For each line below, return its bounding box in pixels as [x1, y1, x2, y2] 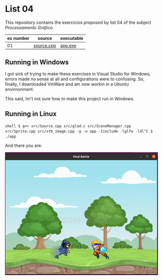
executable [60, 35, 83, 41]
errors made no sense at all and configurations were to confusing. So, [5, 76, 145, 82]
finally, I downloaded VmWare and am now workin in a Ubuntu [5, 81, 129, 87]
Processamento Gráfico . [5, 24, 54, 30]
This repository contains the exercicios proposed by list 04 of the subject [5, 19, 151, 25]
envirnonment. [5, 87, 34, 92]
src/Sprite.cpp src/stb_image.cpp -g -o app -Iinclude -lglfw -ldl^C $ [5, 129, 153, 134]
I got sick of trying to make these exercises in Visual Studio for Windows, [5, 71, 151, 76]
